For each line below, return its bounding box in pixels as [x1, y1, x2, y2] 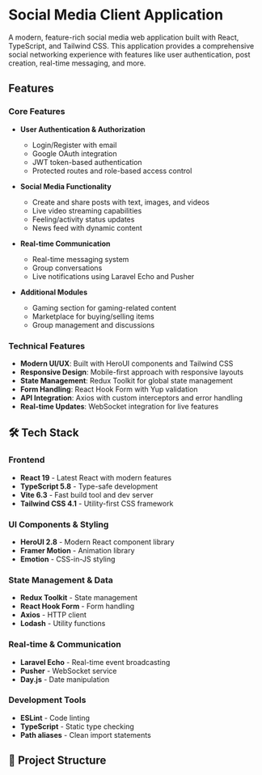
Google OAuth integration [32, 148, 117, 159]
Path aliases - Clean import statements [19, 730, 151, 739]
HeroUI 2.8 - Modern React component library [19, 536, 175, 547]
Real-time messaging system [32, 254, 129, 264]
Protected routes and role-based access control [32, 166, 192, 176]
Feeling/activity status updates [32, 214, 135, 224]
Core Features [8, 106, 65, 117]
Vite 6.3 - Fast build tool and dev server [19, 489, 154, 499]
